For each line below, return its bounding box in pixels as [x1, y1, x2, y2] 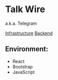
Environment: [5, 45, 48, 54]
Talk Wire [5, 4, 45, 15]
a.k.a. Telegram [5, 20, 37, 26]
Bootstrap [12, 63, 33, 69]
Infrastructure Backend [5, 30, 53, 36]
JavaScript [12, 69, 35, 75]
